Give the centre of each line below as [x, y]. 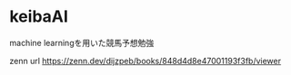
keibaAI [39, 17]
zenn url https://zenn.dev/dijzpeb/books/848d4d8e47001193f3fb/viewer [145, 61]
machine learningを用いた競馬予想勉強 [82, 42]
